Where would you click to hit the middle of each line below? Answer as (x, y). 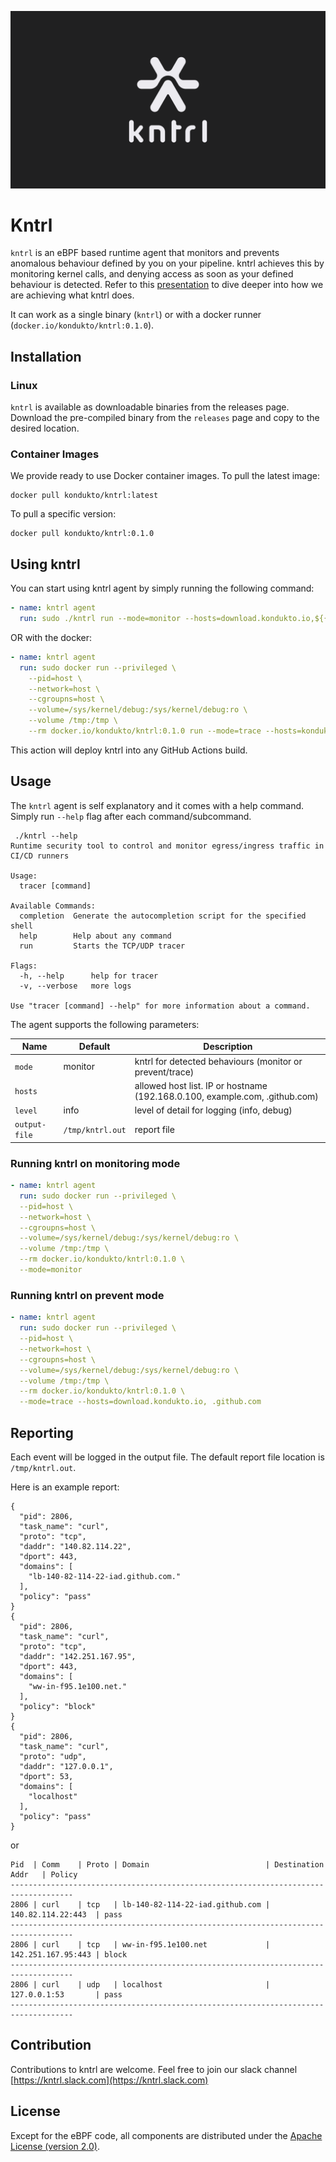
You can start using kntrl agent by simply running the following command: (162, 588)
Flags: (24, 966)
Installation (46, 356)
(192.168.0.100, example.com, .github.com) (226, 1096)
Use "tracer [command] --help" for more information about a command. (160, 1006)
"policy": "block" (58, 1706)
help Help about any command (95, 936)
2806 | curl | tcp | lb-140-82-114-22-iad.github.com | (140, 1904)
